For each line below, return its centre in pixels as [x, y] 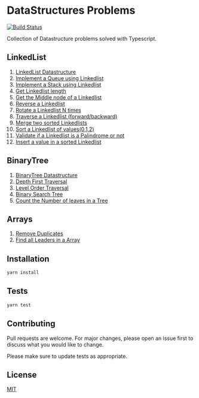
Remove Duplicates [39, 233]
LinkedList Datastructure [46, 72]
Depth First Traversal [41, 181]
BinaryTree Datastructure [46, 175]
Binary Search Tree [39, 194]
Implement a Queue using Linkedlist [59, 78]
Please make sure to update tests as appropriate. [67, 356]
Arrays [20, 219]
